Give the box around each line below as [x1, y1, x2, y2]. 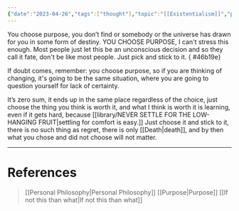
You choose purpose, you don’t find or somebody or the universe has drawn [7, 30, 231, 38]
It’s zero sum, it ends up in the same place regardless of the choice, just [7, 95, 218, 104]
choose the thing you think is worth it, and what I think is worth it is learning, [7, 102, 230, 111]
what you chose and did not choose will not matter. [7, 133, 157, 141]
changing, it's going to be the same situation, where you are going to [7, 74, 209, 82]
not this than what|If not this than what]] [24, 195, 143, 204]
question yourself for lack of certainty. [7, 81, 119, 90]
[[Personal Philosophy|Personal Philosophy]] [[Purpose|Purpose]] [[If [24, 188, 228, 196]
